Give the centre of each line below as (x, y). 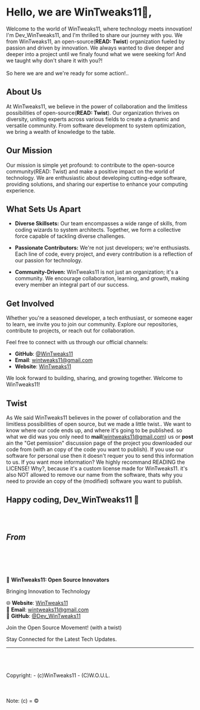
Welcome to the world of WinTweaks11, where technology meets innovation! (99, 29)
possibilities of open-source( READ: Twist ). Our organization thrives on (93, 112)
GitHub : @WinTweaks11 (44, 354)
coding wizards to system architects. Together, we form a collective (98, 230)
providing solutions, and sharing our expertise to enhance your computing (97, 184)
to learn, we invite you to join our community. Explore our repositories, (92, 325)
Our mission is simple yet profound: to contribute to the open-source (90, 165)
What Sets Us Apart (44, 209)
